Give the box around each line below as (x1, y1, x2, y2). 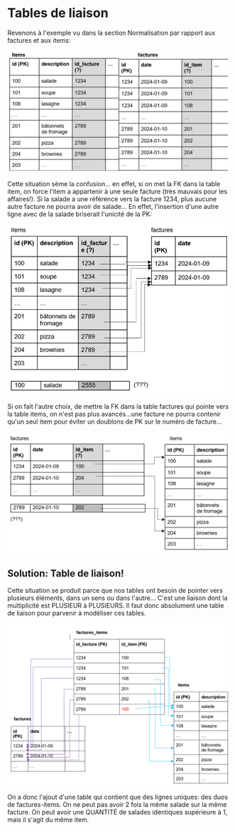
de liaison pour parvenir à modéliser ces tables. (7, 609, 147, 618)
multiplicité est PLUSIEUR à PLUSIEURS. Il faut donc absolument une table (7, 601, 225, 610)
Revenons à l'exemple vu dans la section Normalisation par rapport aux (7, 28, 216, 37)
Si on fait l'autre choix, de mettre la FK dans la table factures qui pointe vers (7, 402, 229, 410)
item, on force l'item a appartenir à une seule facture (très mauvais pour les (7, 187, 228, 195)
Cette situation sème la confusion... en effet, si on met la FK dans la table (7, 179, 221, 188)
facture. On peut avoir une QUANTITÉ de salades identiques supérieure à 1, (7, 808, 228, 817)
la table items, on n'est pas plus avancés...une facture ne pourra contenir (7, 409, 221, 418)
